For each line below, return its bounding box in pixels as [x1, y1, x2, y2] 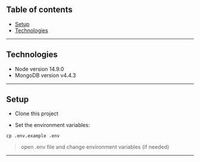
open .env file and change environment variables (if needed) [20, 144, 170, 151]
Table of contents [6, 5, 73, 15]
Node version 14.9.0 [14, 65, 64, 72]
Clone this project [14, 110, 58, 117]
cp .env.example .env [6, 133, 60, 139]
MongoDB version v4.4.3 [14, 71, 76, 79]
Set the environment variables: [14, 122, 90, 129]
